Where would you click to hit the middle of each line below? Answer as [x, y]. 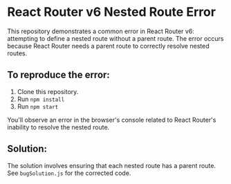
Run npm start [38, 106]
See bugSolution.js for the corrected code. [69, 173]
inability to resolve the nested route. [58, 127]
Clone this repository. [48, 91]
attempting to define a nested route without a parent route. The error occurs [115, 38]
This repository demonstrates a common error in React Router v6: [101, 31]
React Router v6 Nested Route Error [112, 12]
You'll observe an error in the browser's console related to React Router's [112, 120]
